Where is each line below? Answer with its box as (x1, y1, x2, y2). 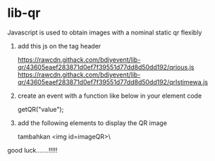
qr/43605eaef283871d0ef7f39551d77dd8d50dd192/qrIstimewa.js (17, 77, 208, 86)
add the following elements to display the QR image (17, 118, 168, 127)
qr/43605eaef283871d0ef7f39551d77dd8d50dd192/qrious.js (17, 63, 195, 71)
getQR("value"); (17, 105, 64, 113)
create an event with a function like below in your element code (17, 91, 202, 100)
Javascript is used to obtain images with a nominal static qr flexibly (7, 28, 202, 37)
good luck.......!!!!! (7, 146, 58, 154)
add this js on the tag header (17, 41, 102, 50)
